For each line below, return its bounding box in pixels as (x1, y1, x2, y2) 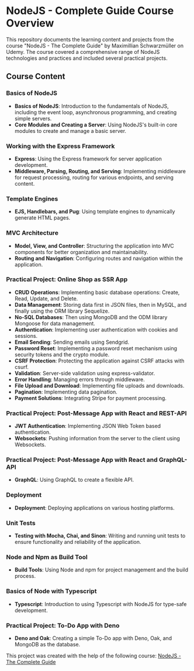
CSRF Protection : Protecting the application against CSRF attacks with (14, 357, 185, 364)
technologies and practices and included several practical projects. (6, 54, 168, 61)
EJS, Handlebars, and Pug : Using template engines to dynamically (14, 208, 175, 215)
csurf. (14, 363, 29, 370)
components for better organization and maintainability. (14, 248, 148, 255)
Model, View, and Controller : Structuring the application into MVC (14, 242, 174, 249)
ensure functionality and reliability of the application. (14, 539, 141, 545)
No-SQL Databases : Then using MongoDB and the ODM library (14, 313, 168, 320)
